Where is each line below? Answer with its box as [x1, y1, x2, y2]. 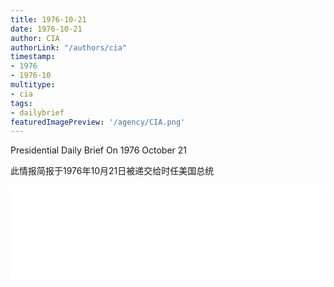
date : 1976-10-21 [10, 24, 83, 34]
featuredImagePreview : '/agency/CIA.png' [10, 117, 186, 127]
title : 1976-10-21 [10, 14, 87, 25]
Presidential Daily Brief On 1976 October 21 [10, 144, 188, 156]
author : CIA [10, 33, 60, 43]
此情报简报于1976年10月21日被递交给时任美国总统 [10, 165, 215, 177]
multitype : [10, 80, 56, 90]
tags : [10, 98, 33, 108]
